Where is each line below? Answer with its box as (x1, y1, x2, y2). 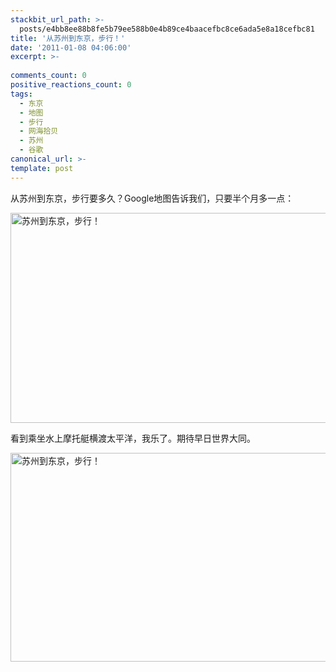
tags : (10, 89, 33, 99)
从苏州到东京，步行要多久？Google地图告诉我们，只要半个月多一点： (10, 192, 295, 204)
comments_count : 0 (10, 71, 87, 81)
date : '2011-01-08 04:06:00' (10, 42, 132, 53)
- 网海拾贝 (19, 126, 59, 136)
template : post (10, 163, 74, 173)
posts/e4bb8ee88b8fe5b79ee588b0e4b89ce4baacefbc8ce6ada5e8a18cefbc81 (19, 24, 315, 34)
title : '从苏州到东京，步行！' (10, 33, 126, 43)
